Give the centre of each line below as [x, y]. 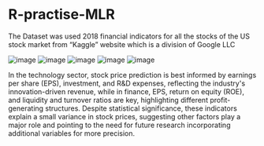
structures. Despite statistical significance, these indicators [141, 108]
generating [26, 108]
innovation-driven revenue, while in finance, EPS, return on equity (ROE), [126, 91]
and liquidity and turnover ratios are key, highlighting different [108, 100]
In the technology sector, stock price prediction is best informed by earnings [132, 75]
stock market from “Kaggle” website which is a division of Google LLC [122, 44]
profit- [220, 100]
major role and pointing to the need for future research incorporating [119, 125]
